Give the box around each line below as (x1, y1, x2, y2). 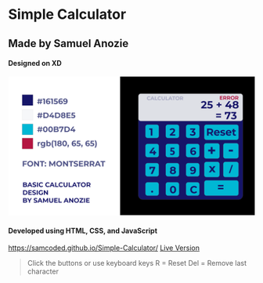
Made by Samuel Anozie (8, 37, 129, 50)
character (27, 267, 59, 276)
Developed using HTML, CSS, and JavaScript (8, 226, 158, 235)
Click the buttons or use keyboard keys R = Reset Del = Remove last (27, 259, 247, 268)
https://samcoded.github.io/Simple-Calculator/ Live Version (8, 243, 200, 252)
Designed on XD (8, 59, 63, 68)
